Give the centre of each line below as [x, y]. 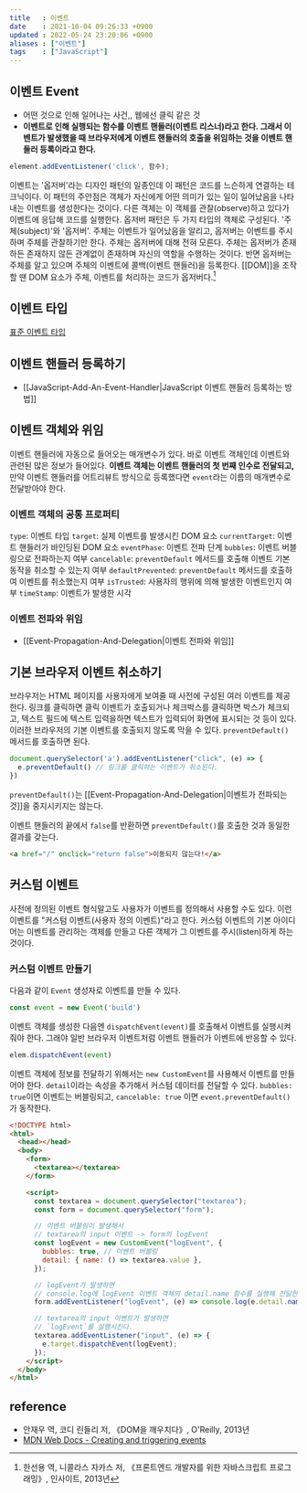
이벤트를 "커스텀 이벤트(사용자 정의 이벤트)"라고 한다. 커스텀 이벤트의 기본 [141, 920]
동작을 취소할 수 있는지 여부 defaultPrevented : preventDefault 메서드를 [139, 570]
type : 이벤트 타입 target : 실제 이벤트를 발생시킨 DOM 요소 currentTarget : [143, 536]
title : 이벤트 [40, 18]
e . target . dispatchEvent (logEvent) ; [110, 1344]
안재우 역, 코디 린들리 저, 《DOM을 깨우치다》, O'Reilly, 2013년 [136, 1430]
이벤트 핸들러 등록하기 [68, 363]
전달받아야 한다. [38, 488]
